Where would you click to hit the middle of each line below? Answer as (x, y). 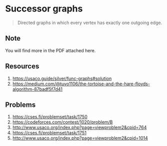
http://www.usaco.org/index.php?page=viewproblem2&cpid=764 (79, 127)
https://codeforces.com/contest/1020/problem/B (62, 122)
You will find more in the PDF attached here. (50, 50)
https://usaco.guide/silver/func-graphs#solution (62, 78)
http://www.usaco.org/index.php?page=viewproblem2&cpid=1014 (80, 138)
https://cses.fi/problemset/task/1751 (49, 133)
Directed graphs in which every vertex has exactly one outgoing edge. (90, 23)
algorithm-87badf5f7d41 (37, 89)
